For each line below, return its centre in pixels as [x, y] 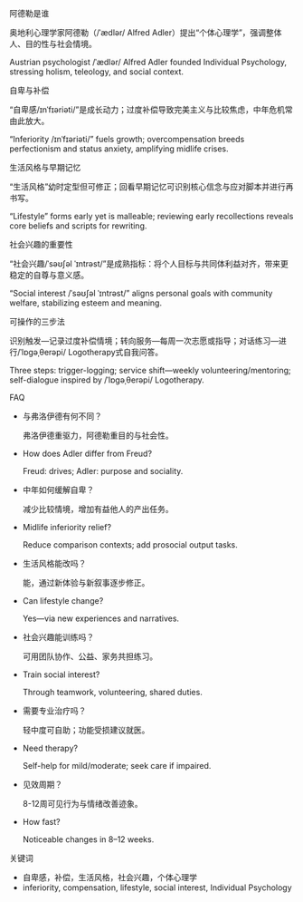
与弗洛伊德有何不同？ [62, 416]
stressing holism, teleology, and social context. [96, 72]
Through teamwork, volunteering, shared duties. [113, 692]
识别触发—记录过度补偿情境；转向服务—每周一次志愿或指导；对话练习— [144, 341]
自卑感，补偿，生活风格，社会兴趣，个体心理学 [109, 877]
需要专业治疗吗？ [54, 711]
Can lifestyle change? [63, 601]
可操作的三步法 [37, 321]
